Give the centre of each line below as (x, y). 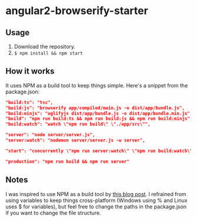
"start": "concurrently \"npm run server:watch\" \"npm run (81, 151)
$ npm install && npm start (48, 53)
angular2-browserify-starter (77, 11)
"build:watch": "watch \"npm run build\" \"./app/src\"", (78, 125)
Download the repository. (45, 46)
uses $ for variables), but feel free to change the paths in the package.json (96, 206)
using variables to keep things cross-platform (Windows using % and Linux (96, 200)
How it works (30, 71)
